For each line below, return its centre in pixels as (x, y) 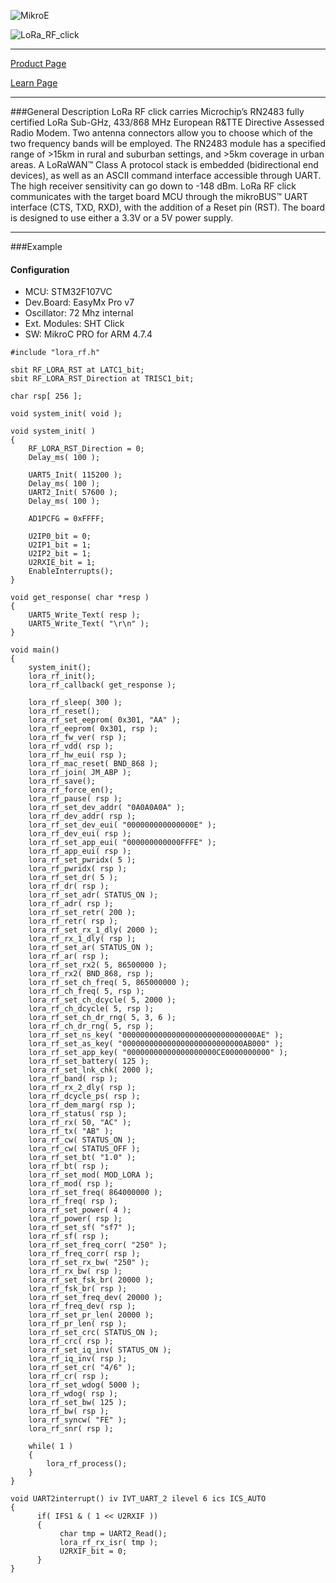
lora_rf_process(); (87, 1464)
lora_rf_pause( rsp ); (75, 799)
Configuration (40, 269)
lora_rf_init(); (62, 676)
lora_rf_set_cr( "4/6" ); (82, 1368)
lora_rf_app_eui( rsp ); (80, 851)
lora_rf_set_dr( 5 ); (73, 878)
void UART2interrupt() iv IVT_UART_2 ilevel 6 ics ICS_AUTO (138, 1499)
